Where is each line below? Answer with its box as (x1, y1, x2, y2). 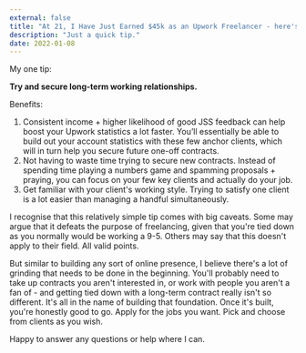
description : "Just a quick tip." (9, 30, 141, 39)
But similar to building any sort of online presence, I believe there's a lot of (9, 258, 289, 269)
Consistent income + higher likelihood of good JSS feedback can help (22, 116, 286, 127)
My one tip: (9, 64, 52, 75)
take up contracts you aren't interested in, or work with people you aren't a (9, 277, 291, 288)
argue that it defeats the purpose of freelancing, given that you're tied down (9, 221, 294, 232)
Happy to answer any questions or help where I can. (9, 334, 205, 345)
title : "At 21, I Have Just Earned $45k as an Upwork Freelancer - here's (9, 22, 300, 31)
